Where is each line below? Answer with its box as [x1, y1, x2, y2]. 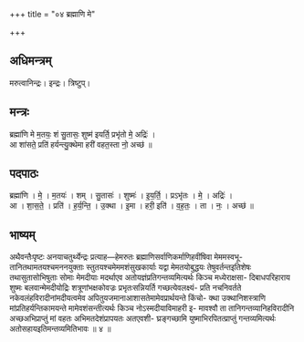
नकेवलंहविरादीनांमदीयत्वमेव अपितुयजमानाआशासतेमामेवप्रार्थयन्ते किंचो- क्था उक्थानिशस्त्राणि [9, 293, 267, 304]
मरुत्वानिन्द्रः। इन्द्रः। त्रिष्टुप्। [9, 78, 91, 88]
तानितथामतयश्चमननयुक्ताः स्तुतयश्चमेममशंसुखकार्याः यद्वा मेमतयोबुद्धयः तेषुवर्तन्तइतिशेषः [9, 262, 252, 273]
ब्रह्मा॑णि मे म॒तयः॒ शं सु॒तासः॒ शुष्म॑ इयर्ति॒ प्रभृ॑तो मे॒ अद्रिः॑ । [9, 129, 156, 140]
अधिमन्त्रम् [9, 53, 52, 68]
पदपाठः [9, 166, 39, 181]
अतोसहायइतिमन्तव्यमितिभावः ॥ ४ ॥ [9, 324, 111, 335]
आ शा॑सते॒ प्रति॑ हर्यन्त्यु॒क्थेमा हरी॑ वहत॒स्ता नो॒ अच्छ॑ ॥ [9, 139, 152, 150]
